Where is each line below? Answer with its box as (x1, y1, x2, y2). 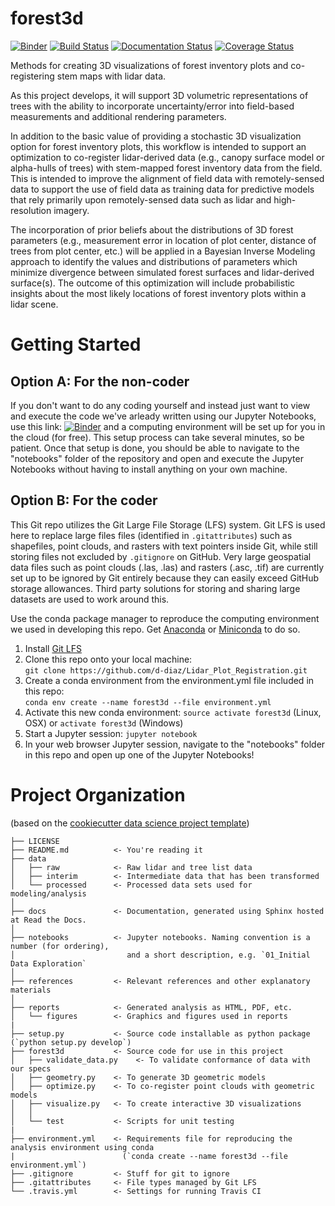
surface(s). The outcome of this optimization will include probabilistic (10, 277, 296, 289)
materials (10, 985, 52, 995)
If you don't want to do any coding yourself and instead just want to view (10, 399, 311, 411)
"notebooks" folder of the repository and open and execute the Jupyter (10, 452, 304, 464)
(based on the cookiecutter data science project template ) (10, 817, 250, 829)
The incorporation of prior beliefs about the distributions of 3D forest (10, 223, 294, 236)
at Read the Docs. (10, 915, 87, 925)
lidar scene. (10, 298, 59, 310)
